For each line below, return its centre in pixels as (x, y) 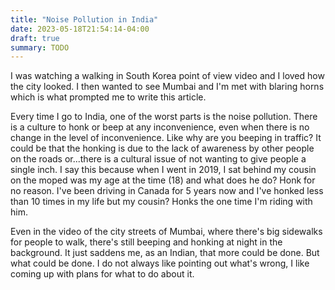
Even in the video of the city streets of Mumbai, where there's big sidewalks (166, 232)
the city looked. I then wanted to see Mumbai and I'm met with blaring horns (167, 87)
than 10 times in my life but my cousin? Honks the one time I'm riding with (161, 202)
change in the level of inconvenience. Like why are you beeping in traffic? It (166, 138)
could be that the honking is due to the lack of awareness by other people (162, 148)
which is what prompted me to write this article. (108, 97)
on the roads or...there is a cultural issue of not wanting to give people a (158, 159)
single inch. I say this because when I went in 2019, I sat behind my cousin (163, 170)
